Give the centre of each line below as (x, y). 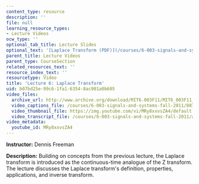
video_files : (22, 94)
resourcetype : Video (32, 78)
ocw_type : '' (22, 39)
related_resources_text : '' (41, 67)
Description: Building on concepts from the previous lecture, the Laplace (95, 156)
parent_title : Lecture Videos (44, 56)
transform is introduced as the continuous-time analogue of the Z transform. (99, 162)
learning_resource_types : (38, 28)
